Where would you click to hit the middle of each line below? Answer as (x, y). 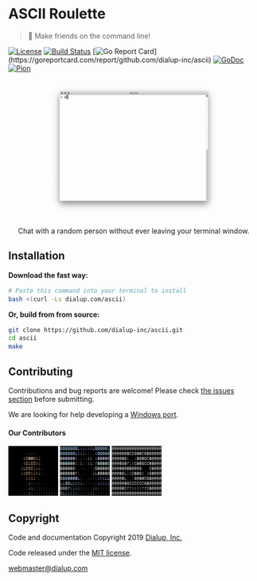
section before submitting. (51, 399)
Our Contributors (37, 433)
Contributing (41, 371)
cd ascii (23, 338)
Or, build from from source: (54, 314)
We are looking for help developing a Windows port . (93, 414)
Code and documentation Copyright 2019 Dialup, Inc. (95, 537)
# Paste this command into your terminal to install (97, 290)
